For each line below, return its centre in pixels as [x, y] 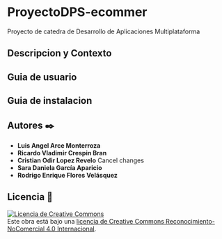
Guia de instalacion [50, 101]
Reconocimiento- [191, 221]
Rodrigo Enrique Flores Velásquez [68, 175]
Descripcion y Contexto [60, 53]
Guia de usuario [42, 77]
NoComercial [26, 229]
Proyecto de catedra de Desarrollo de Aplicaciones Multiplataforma [104, 31]
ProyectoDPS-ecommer [77, 12]
